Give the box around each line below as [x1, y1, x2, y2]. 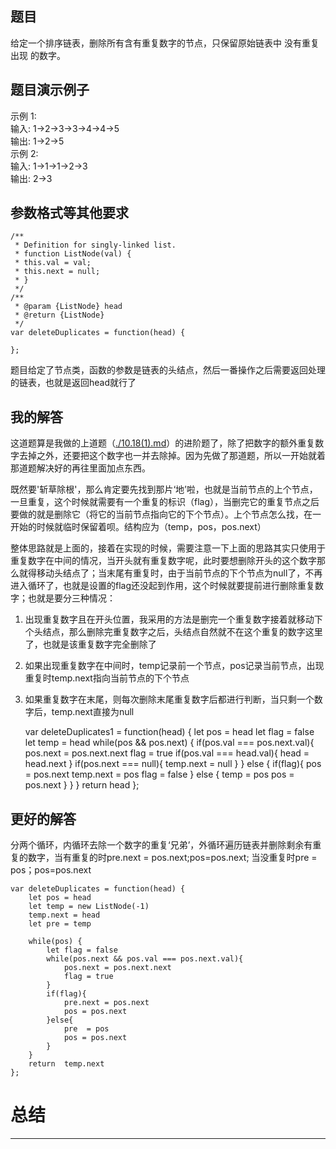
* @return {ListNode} [14, 310, 105, 321]
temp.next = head [28, 910, 101, 921]
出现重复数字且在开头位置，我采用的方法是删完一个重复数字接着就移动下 [24, 613, 323, 626]
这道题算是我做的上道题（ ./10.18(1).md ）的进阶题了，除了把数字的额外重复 [10, 437, 316, 449]
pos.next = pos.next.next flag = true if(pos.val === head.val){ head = [24, 747, 310, 759]
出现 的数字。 [10, 49, 66, 61]
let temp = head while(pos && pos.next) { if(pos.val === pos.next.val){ [24, 737, 315, 749]
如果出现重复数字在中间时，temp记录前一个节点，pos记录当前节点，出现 [24, 660, 325, 672]
